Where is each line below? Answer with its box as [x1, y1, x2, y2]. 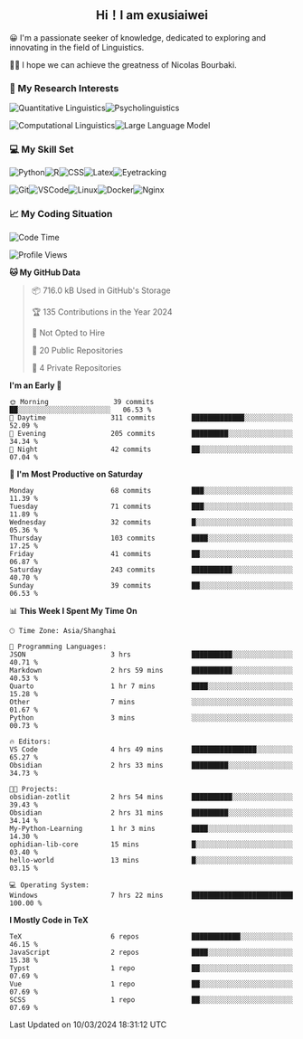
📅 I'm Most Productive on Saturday [9, 468, 143, 479]
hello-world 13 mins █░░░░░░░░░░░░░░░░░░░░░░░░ [9, 855, 294, 864]
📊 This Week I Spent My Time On [9, 605, 137, 616]
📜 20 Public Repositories [31, 345, 124, 355]
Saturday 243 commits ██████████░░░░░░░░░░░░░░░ [9, 565, 294, 574]
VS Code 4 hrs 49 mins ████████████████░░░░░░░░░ [9, 744, 294, 754]
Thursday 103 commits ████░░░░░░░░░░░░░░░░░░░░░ [9, 534, 294, 543]
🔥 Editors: [9, 737, 52, 746]
